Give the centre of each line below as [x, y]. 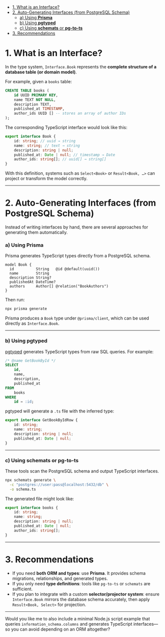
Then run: [15, 300]
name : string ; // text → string [47, 145]
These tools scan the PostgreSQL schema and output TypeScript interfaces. [82, 471]
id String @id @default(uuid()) [55, 269]
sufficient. [22, 589]
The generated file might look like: [40, 499]
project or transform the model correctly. [46, 179]
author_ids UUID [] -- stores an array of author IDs [70, 113]
